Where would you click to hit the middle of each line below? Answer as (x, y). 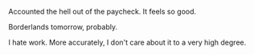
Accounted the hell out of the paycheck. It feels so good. (102, 12)
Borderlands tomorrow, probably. (63, 27)
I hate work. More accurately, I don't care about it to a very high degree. (127, 42)
